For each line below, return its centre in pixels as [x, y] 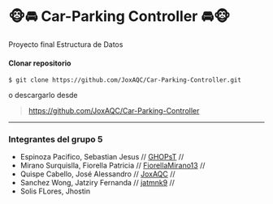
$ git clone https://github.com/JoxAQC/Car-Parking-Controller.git [125, 80]
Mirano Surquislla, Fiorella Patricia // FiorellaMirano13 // [113, 166]
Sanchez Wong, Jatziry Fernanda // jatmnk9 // [97, 183]
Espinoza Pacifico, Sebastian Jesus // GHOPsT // [102, 157]
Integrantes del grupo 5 [56, 139]
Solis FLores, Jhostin [55, 191]
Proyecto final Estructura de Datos [66, 44]
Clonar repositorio [40, 63]
